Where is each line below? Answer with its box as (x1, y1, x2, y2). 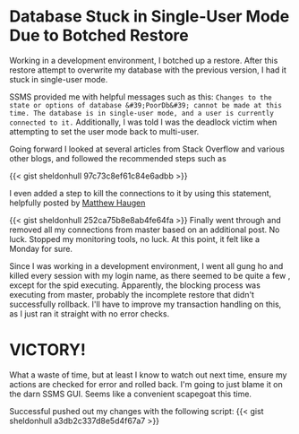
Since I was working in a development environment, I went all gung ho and (9, 260, 284, 271)
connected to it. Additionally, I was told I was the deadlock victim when (9, 117, 278, 127)
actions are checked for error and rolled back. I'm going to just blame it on (9, 378, 284, 389)
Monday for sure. (9, 243, 73, 254)
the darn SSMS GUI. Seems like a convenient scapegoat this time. (9, 388, 252, 399)
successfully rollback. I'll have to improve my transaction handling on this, (9, 299, 282, 309)
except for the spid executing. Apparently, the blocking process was (9, 280, 261, 291)
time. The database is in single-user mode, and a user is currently (9, 108, 275, 117)
